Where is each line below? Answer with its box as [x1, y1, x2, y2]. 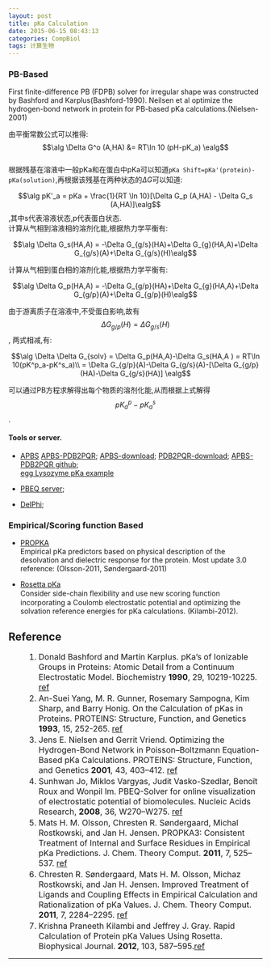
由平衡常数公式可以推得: [8, 129, 89, 139]
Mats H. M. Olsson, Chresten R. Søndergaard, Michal [38, 816, 239, 828]
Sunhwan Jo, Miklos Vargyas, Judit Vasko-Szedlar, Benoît [38, 775, 258, 787]
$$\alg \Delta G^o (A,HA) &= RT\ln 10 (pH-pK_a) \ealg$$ [42, 142, 229, 152]
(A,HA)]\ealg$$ [110, 200, 161, 210]
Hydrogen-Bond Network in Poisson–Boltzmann [38, 744, 220, 755]
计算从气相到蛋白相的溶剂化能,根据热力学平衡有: [8, 265, 169, 275]
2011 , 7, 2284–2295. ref [38, 909, 128, 920]
